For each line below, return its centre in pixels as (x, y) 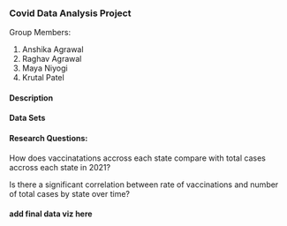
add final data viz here (51, 214)
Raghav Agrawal (52, 59)
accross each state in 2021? (60, 167)
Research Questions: (49, 139)
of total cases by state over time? (70, 193)
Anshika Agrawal (53, 49)
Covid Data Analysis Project (70, 13)
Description (31, 98)
